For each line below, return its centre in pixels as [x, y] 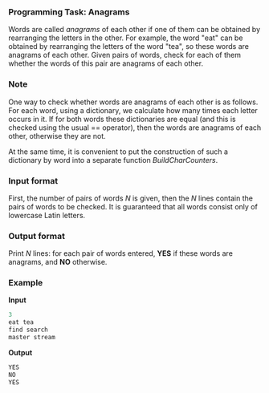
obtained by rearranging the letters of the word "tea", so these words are [128, 47]
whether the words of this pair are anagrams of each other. [106, 63]
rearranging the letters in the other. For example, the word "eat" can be [126, 38]
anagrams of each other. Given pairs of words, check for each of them [125, 55]
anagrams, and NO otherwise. [58, 262]
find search [28, 330]
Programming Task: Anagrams [69, 12]
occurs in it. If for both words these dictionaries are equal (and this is [122, 119]
